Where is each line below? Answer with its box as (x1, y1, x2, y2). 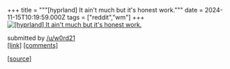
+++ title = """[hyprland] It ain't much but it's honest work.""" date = (7, 6, 204, 14)
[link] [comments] (7, 41, 59, 49)
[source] (7, 55, 32, 63)
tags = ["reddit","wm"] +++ (67, 13, 145, 21)
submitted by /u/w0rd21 (7, 34, 75, 42)
